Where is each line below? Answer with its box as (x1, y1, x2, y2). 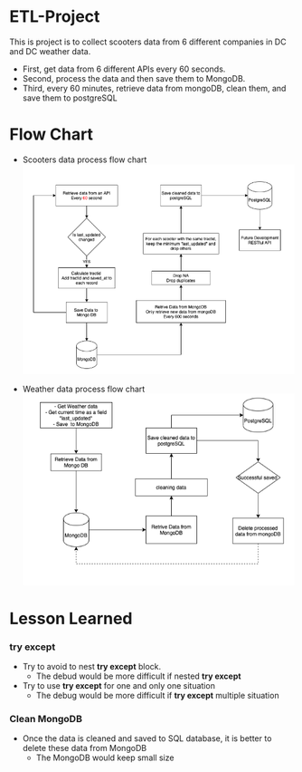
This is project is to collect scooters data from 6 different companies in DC (9, 36, 287, 47)
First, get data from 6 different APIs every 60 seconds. (22, 63, 226, 74)
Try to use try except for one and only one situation (22, 680, 215, 691)
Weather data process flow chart (22, 383, 146, 394)
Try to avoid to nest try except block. (22, 661, 162, 672)
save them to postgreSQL (22, 92, 118, 103)
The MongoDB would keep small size (35, 752, 175, 763)
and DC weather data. (9, 45, 91, 56)
